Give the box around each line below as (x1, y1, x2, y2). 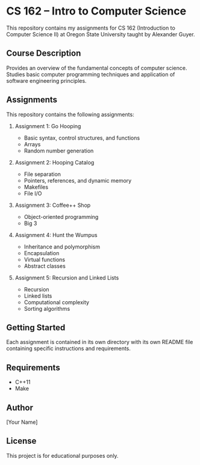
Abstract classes (23, 262, 66, 270)
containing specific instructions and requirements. (6, 345, 131, 352)
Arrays (23, 140, 41, 148)
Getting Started (6, 322, 66, 333)
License (6, 436, 37, 446)
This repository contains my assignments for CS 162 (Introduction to (6, 24, 176, 31)
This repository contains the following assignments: (6, 111, 134, 118)
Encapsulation (23, 249, 60, 256)
